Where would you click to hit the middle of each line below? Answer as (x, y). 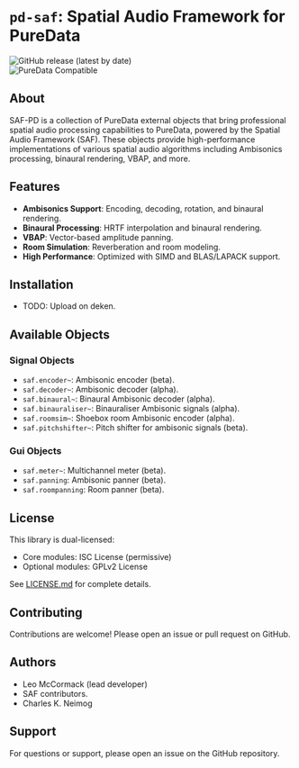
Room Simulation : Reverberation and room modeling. (121, 247)
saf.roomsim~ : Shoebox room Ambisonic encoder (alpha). (128, 418)
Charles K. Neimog (57, 703)
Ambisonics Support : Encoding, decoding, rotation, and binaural (143, 208)
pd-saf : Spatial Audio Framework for (147, 17)
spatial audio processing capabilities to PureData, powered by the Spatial (145, 130)
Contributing (46, 613)
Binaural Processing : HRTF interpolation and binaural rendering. (142, 228)
